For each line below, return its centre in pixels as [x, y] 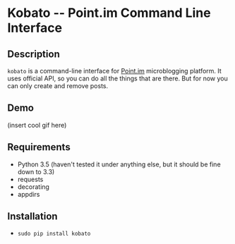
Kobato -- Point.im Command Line [109, 13]
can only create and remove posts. [58, 86]
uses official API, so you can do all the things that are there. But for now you [117, 78]
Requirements [39, 147]
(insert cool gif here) [37, 125]
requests [30, 179]
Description [34, 54]
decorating [33, 187]
